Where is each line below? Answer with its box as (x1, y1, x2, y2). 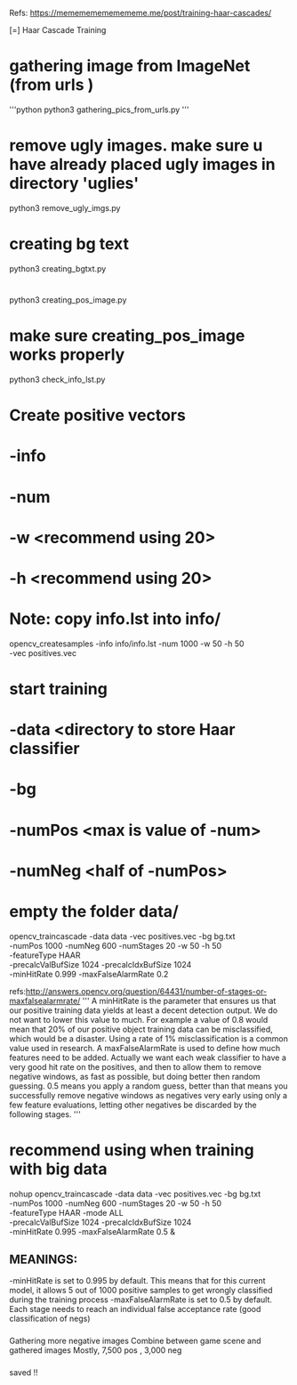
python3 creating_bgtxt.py (9, 263, 107, 274)
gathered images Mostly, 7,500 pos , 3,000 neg (9, 1345, 182, 1356)
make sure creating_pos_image (9, 326, 245, 346)
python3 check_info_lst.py (9, 374, 106, 385)
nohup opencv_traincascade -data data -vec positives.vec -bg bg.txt (9, 1188, 261, 1199)
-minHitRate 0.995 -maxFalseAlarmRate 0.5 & (9, 1226, 176, 1236)
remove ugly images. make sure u (9, 135, 263, 156)
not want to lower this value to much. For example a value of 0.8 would (9, 1014, 269, 1025)
